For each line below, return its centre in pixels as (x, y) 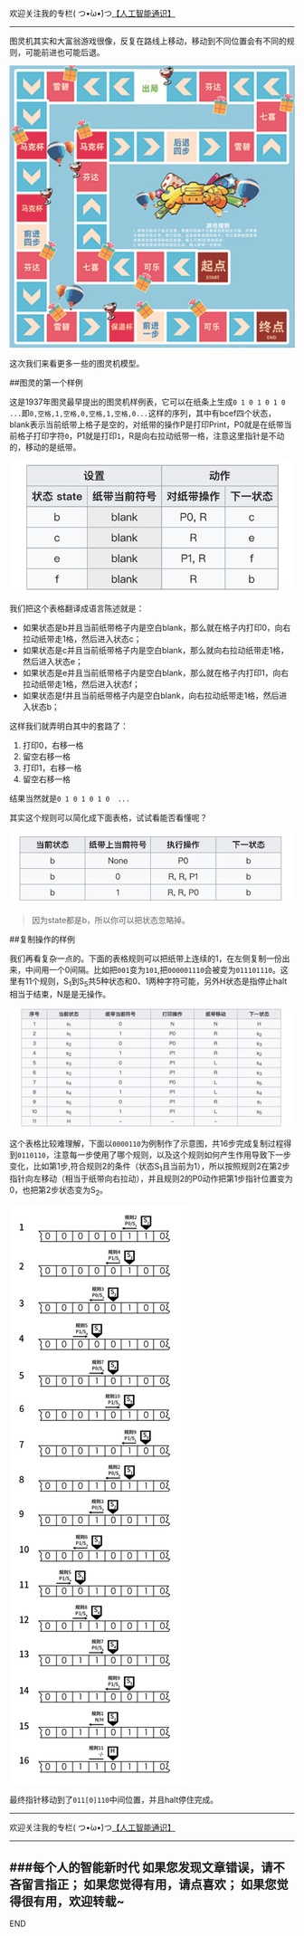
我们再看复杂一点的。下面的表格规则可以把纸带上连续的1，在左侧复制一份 (146, 958)
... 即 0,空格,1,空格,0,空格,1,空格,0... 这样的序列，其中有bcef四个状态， (143, 413)
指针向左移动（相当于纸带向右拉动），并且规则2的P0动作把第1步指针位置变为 (152, 1178)
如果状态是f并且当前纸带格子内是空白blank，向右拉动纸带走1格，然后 (151, 695)
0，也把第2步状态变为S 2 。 (59, 1191)
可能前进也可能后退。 (65, 52)
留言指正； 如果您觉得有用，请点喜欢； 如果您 (149, 1884)
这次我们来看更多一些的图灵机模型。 (77, 363)
